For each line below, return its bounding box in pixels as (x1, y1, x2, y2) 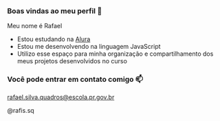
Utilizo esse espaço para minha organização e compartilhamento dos (16, 49, 214, 58)
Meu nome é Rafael (7, 22, 63, 30)
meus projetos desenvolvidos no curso (16, 57, 127, 65)
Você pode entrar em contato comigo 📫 (7, 75, 143, 85)
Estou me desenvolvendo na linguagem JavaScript (16, 43, 161, 51)
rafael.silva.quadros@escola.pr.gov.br (7, 93, 115, 101)
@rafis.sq (7, 106, 34, 114)
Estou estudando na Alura (16, 35, 91, 43)
